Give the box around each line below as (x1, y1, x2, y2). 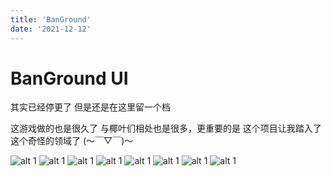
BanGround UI (10, 67, 129, 90)
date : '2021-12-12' (10, 24, 92, 34)
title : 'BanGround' (10, 14, 92, 25)
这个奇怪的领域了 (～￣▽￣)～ (10, 135, 134, 147)
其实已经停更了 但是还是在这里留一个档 (10, 101, 171, 113)
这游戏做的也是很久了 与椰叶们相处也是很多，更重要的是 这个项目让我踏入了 (10, 122, 322, 135)
